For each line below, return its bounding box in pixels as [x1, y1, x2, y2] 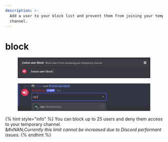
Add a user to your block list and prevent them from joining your [9, 13, 153, 18]
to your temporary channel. [5, 121, 61, 127]
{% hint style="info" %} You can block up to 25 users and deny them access [5, 116, 163, 122]
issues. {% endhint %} [5, 132, 51, 138]
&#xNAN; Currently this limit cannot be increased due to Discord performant [5, 126, 161, 132]
